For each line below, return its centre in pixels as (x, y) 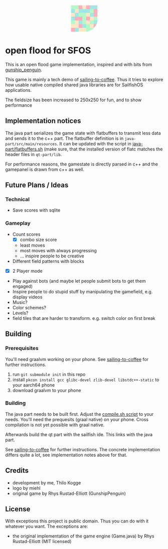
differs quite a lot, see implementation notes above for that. (66, 455)
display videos (27, 297)
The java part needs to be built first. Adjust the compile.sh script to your (79, 414)
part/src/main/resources (31, 144)
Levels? (20, 313)
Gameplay (18, 223)
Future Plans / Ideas (37, 185)
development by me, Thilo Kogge (47, 483)
